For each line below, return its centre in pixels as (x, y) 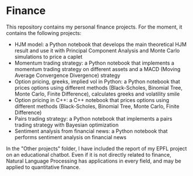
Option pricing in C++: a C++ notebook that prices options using (92, 100)
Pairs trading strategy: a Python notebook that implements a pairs (93, 118)
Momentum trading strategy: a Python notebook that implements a (94, 63)
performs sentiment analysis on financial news (70, 137)
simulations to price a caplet (48, 57)
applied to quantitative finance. (43, 167)
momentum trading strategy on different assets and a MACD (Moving (97, 69)
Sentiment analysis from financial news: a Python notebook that (91, 131)
